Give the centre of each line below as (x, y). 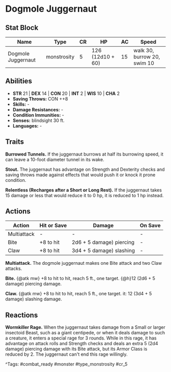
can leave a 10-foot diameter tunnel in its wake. (55, 159)
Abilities (19, 81)
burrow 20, (147, 57)
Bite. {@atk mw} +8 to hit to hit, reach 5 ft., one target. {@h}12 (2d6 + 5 (80, 278)
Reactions (22, 315)
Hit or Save (53, 226)
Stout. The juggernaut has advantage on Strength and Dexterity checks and (85, 169)
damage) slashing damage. (34, 299)
